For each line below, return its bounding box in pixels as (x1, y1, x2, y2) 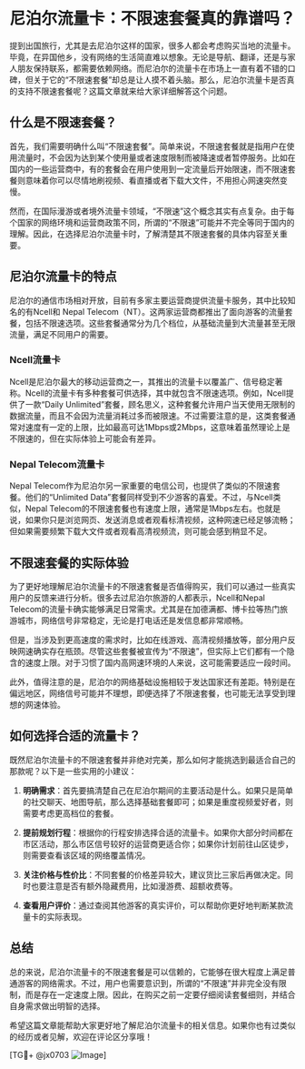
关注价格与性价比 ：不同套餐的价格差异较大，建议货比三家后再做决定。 (22, 869, 286, 880)
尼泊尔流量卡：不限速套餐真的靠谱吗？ (9, 8, 297, 29)
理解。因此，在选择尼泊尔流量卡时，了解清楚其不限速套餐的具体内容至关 (9, 228, 280, 239)
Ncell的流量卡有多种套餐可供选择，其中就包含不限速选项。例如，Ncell (25, 388, 286, 398)
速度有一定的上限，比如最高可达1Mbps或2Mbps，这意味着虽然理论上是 (25, 421, 290, 432)
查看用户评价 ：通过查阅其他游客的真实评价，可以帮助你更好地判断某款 (22, 900, 286, 911)
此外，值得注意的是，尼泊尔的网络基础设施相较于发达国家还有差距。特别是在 (9, 676, 296, 687)
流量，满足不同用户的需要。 (9, 328, 113, 339)
